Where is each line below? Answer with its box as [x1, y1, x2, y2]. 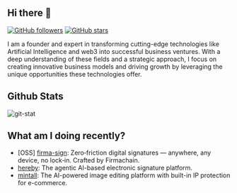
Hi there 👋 [7, 7, 52, 19]
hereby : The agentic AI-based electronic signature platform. [17, 164, 193, 172]
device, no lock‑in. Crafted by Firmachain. [17, 156, 140, 165]
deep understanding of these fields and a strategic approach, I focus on [7, 55, 217, 63]
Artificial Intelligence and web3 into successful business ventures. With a [7, 47, 221, 55]
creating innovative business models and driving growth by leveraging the [7, 62, 223, 71]
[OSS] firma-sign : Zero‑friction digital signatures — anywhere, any [17, 148, 212, 157]
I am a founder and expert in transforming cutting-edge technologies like [7, 40, 219, 48]
